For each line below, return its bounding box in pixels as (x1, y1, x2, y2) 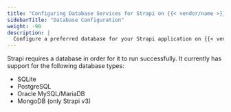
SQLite (16, 75, 36, 83)
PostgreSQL (16, 82, 52, 91)
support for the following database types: (7, 62, 125, 70)
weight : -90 (7, 23, 41, 30)
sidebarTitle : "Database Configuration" (7, 16, 125, 23)
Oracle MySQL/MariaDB (16, 90, 85, 98)
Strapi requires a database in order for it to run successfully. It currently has (7, 54, 222, 63)
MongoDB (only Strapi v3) (16, 97, 91, 105)
